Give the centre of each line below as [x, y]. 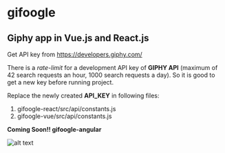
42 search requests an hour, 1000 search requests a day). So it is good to [111, 75]
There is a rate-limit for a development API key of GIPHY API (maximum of [112, 68]
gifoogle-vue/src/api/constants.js [64, 116]
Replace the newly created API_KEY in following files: [83, 95]
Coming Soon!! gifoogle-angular [54, 129]
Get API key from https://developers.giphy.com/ [75, 54]
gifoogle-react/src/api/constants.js [66, 109]
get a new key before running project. [61, 82]
